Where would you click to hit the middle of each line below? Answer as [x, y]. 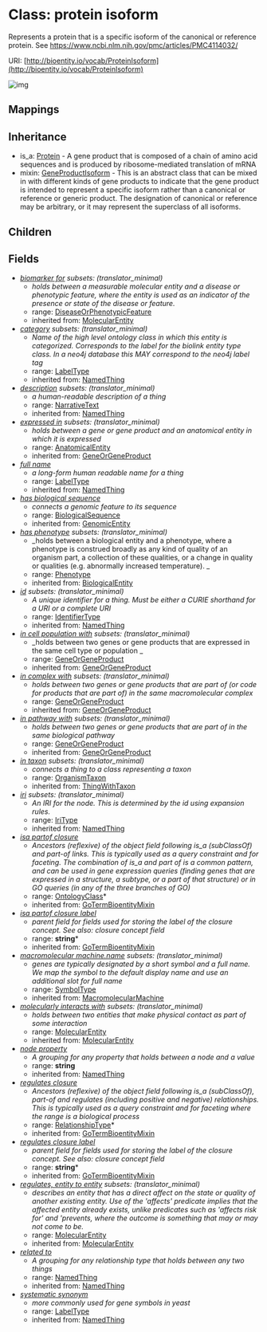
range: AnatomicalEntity [71, 447]
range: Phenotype [61, 575]
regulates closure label [57, 1142]
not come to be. [57, 1227]
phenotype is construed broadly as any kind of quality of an [130, 549]
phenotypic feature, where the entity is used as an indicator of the [141, 295]
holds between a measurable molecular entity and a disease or [136, 287]
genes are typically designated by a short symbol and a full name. [141, 964]
